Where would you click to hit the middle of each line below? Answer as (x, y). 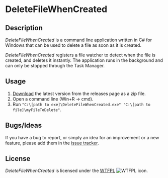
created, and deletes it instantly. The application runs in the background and (84, 60)
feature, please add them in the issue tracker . (52, 143)
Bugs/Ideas (23, 125)
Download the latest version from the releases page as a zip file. (79, 94)
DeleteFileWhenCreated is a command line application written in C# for (79, 40)
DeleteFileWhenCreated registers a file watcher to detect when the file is (80, 55)
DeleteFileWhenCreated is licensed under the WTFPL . (77, 171)
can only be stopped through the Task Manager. (55, 66)
